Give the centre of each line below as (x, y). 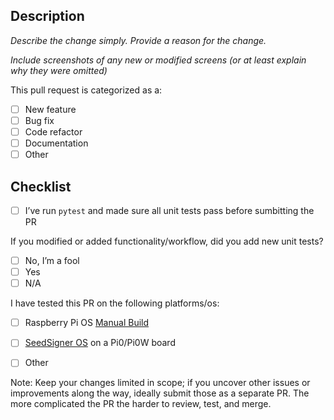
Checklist (41, 186)
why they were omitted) (59, 70)
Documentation (56, 143)
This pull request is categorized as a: (86, 90)
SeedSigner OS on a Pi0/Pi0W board (100, 343)
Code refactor (53, 131)
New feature (50, 109)
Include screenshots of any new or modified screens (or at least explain (158, 60)
